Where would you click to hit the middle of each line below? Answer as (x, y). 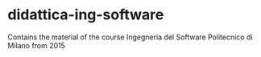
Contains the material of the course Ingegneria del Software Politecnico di (130, 37)
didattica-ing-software (86, 15)
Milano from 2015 (37, 45)
